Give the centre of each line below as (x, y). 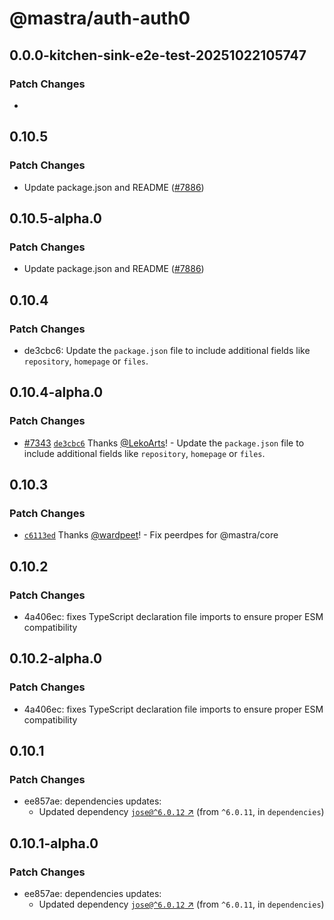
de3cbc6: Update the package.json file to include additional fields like (167, 350)
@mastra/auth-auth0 (100, 18)
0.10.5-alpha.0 (55, 218)
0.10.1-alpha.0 (54, 843)
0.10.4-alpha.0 (56, 392)
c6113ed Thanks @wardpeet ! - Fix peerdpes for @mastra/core (151, 535)
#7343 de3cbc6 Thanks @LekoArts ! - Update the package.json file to (164, 443)
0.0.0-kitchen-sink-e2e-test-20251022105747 (158, 55)
